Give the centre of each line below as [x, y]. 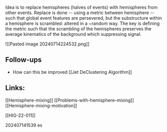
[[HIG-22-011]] [20, 115]
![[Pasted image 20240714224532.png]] [47, 44]
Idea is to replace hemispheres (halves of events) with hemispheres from [81, 7]
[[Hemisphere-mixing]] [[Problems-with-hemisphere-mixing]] [70, 100]
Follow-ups [24, 60]
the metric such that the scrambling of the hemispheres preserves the [78, 29]
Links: [15, 88]
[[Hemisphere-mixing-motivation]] [41, 105]
